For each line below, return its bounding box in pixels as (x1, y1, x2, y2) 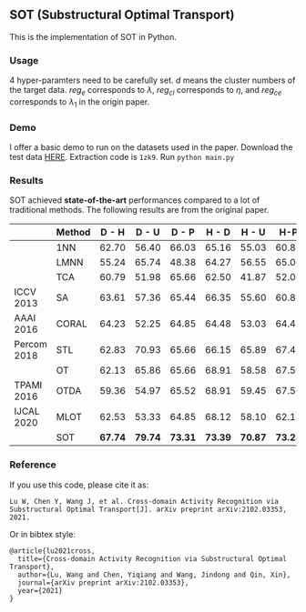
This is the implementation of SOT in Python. (9, 31, 178, 42)
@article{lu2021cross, (9, 546, 96, 556)
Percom (14, 338, 47, 351)
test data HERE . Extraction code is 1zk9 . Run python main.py (9, 152, 235, 162)
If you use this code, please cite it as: (9, 479, 149, 490)
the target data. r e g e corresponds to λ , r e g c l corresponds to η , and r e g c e (9, 85, 282, 97)
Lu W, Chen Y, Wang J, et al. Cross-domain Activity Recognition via (9, 497, 280, 506)
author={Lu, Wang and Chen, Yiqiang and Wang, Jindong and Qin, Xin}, (17, 570, 291, 579)
